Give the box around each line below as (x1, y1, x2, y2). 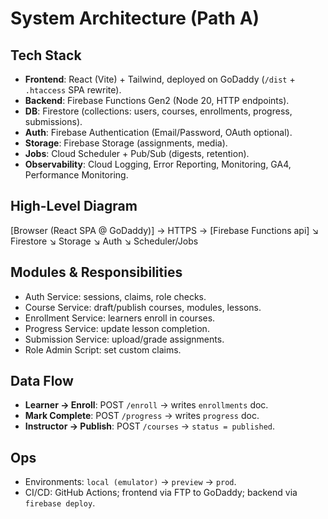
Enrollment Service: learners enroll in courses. (24, 312, 216, 324)
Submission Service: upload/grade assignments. (24, 333, 225, 345)
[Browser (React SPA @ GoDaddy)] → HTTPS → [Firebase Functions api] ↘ (10, 224, 320, 236)
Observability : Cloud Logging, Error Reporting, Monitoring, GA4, (24, 158, 292, 170)
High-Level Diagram (10, 198, 138, 215)
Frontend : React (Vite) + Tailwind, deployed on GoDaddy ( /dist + (24, 73, 296, 85)
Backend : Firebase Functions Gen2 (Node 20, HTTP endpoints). (24, 95, 290, 106)
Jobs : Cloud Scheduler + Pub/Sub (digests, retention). (24, 148, 250, 159)
